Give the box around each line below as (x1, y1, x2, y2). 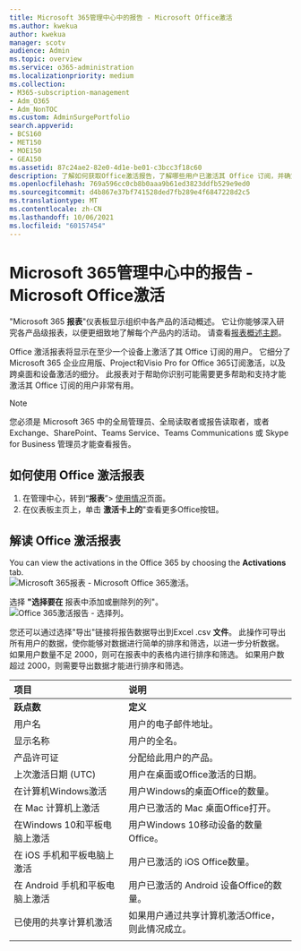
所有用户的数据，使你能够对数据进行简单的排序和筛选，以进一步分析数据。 (9, 638, 284, 649)
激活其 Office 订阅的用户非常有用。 (9, 380, 139, 390)
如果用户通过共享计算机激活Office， (128, 910, 280, 922)
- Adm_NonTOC (9, 105, 58, 114)
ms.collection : (9, 80, 66, 89)
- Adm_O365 (9, 96, 50, 106)
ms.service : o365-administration (9, 64, 134, 73)
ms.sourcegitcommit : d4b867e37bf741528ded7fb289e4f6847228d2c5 (9, 188, 251, 197)
